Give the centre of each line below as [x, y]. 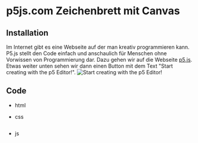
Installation [27, 33]
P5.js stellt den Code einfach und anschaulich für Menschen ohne [87, 53]
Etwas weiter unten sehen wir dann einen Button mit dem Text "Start [90, 66]
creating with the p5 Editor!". [41, 72]
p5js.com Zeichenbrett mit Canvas [93, 11]
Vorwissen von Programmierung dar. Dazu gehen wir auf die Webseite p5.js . [99, 60]
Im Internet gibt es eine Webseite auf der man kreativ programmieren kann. [98, 47]
